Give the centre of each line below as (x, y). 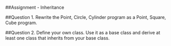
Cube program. (21, 23)
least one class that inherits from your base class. (57, 38)
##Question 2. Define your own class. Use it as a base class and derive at (83, 32)
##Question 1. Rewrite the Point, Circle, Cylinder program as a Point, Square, (86, 17)
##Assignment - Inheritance (35, 7)
